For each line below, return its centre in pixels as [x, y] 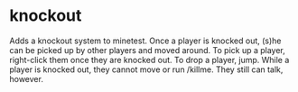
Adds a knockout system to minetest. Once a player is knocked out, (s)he [145, 41]
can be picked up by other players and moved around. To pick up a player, [148, 50]
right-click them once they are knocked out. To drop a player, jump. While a [149, 60]
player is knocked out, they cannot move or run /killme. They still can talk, [146, 69]
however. [26, 78]
